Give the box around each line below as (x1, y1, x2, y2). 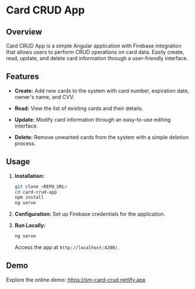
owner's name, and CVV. (14, 93, 75, 100)
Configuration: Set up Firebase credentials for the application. (14, 211, 166, 218)
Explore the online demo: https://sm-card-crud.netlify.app (6, 276, 146, 283)
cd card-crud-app (14, 189, 57, 195)
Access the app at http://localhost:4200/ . (14, 244, 119, 250)
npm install (14, 194, 44, 201)
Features (6, 71, 39, 82)
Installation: (14, 172, 45, 179)
